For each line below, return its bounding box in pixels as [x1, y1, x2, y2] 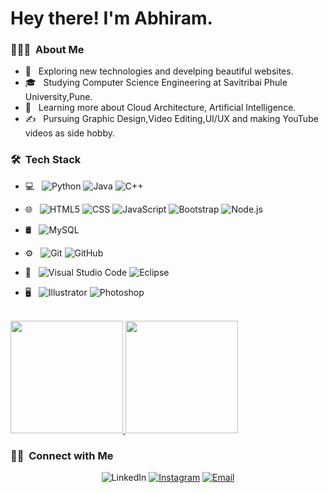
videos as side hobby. [24, 127, 115, 139]
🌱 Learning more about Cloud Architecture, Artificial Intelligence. [24, 102, 297, 114]
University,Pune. [24, 91, 93, 103]
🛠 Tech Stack [10, 153, 82, 167]
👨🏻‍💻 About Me [10, 43, 85, 57]
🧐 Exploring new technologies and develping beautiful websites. [24, 65, 294, 77]
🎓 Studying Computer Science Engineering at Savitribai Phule [24, 77, 288, 89]
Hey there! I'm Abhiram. [10, 7, 213, 30]
